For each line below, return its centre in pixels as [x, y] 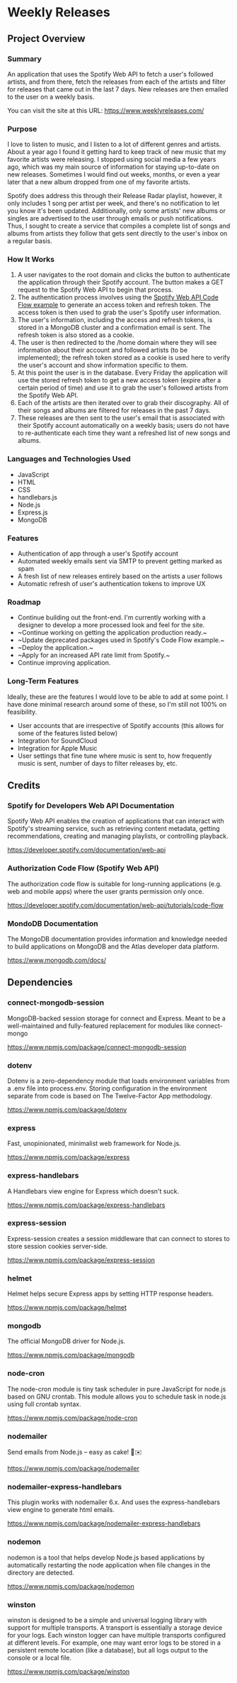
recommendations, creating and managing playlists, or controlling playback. [118, 836]
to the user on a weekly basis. [51, 96]
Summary [25, 59]
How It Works [31, 260]
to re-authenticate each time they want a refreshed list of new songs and [124, 433]
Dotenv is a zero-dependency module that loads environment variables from [118, 1081]
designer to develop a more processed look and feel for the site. [111, 625]
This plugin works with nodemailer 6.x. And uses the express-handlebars [114, 1502]
